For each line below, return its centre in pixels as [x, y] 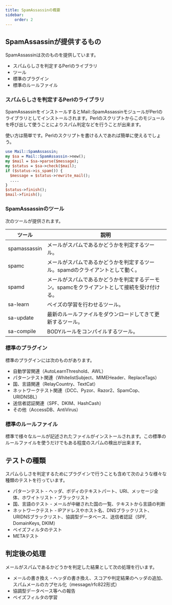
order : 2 [24, 19]
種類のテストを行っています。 [36, 480]
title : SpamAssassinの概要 [33, 10]
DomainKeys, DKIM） [35, 523]
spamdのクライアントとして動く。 [99, 270]
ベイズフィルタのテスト [37, 530]
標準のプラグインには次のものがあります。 [50, 360]
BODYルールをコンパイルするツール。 [92, 331]
